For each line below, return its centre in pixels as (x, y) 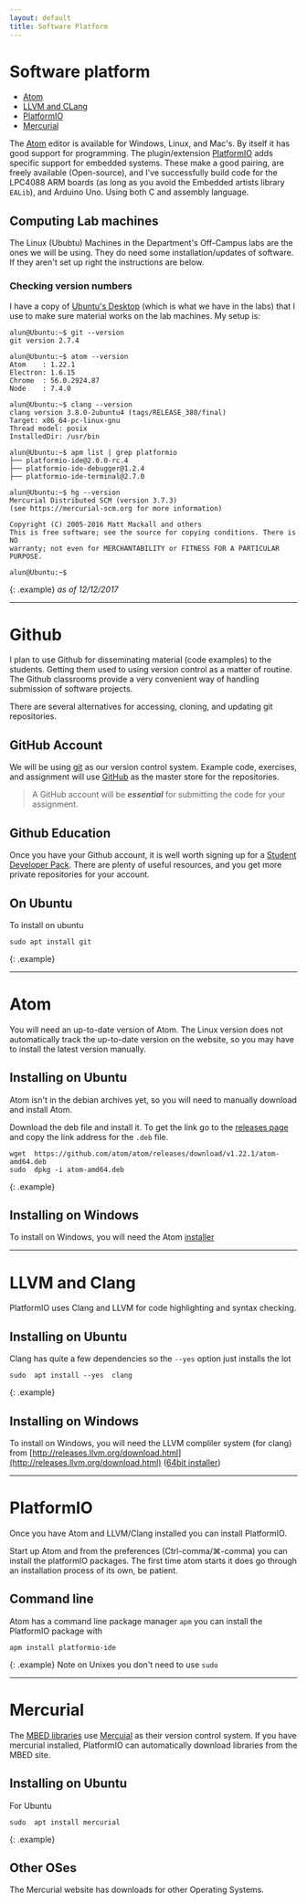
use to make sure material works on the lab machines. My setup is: (135, 315)
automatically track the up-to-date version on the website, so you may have (152, 1039)
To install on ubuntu (47, 925)
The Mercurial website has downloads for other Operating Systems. (137, 1890)
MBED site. (30, 1754)
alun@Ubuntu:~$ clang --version (71, 404)
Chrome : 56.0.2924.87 (55, 380)
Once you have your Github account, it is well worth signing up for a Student (153, 855)
